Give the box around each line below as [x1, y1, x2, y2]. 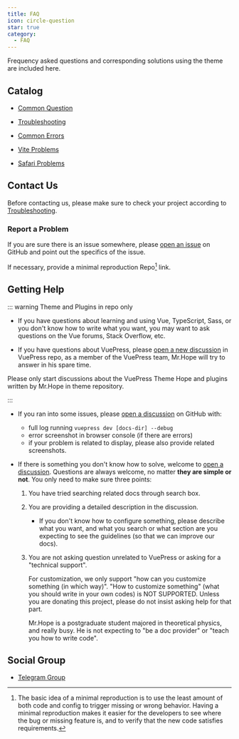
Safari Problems [17, 158, 65, 168]
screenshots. [28, 446, 67, 454]
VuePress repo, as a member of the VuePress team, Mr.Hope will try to [17, 352, 225, 361]
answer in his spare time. [17, 360, 92, 369]
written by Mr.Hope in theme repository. [7, 382, 124, 390]
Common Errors [17, 131, 65, 140]
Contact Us [7, 180, 58, 192]
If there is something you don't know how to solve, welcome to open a [17, 459, 224, 468]
